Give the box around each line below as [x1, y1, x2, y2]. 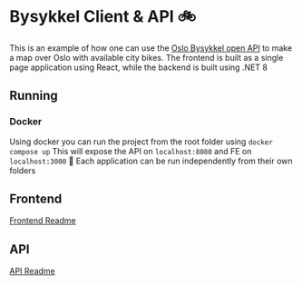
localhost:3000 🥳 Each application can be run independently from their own [9, 155, 293, 166]
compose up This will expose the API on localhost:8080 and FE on [9, 145, 252, 156]
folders [9, 164, 36, 176]
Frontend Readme [9, 215, 76, 226]
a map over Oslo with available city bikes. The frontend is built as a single [9, 52, 284, 63]
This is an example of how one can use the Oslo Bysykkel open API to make [9, 42, 293, 54]
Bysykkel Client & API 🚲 [9, 6, 197, 27]
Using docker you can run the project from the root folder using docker [9, 136, 274, 147]
